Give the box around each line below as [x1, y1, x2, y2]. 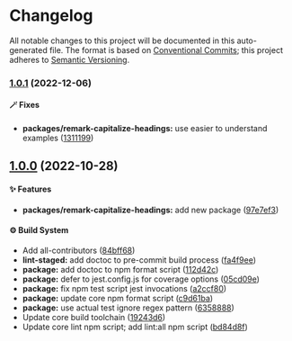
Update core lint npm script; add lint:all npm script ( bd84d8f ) [22, 321, 249, 332]
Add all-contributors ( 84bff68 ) [22, 245, 136, 256]
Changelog [9, 5, 93, 26]
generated [9, 44, 48, 55]
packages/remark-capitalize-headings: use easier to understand [22, 123, 268, 134]
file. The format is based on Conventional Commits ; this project [49, 44, 283, 55]
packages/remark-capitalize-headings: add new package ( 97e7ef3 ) [22, 204, 279, 215]
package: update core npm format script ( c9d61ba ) [22, 292, 214, 303]
